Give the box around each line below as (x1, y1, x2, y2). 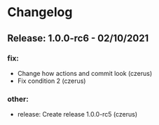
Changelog (7, 4, 73, 20)
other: (7, 94, 29, 104)
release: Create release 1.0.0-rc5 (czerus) (17, 110, 138, 119)
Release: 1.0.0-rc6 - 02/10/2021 (7, 32, 149, 44)
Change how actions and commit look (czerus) (17, 69, 153, 77)
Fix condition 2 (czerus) (17, 77, 86, 85)
